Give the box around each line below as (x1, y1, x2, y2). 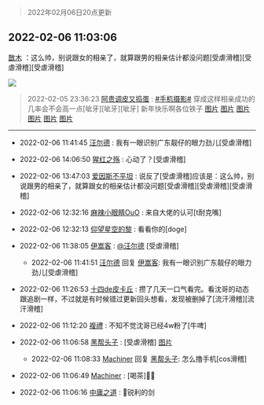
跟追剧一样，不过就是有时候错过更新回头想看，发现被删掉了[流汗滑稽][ (19, 294, 248, 304)
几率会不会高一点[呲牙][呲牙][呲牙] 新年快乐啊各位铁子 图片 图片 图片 (27, 104, 251, 113)
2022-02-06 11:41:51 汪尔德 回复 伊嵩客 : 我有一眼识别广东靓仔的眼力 (31, 257, 252, 267)
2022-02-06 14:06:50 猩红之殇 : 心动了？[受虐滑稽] (19, 154, 186, 164)
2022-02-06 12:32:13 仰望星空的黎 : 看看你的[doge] (19, 224, 187, 234)
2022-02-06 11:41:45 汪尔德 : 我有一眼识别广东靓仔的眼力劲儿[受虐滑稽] (19, 138, 252, 147)
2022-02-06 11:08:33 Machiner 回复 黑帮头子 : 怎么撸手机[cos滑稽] (31, 354, 247, 363)
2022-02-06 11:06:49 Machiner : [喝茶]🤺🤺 (19, 370, 156, 380)
